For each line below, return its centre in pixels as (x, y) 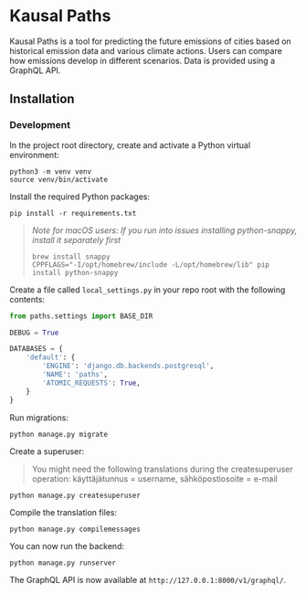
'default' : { (51, 357)
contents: (27, 299)
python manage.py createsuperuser (75, 495)
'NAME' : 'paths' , (75, 375)
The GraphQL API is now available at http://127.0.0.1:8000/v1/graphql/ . (148, 579)
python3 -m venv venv (51, 171)
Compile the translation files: (63, 512)
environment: (34, 154)
